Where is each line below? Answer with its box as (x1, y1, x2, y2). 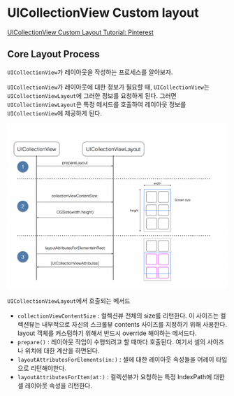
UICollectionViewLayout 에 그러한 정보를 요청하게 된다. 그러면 (7, 91, 177, 99)
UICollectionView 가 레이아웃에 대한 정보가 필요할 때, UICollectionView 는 (7, 83, 210, 91)
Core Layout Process (7, 48, 100, 60)
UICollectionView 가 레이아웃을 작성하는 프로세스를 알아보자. (7, 68, 173, 76)
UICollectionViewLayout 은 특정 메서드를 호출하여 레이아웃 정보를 (7, 100, 187, 108)
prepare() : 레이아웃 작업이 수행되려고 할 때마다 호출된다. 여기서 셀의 (17, 337, 206, 346)
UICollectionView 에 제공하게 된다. (7, 108, 103, 117)
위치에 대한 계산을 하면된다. (24, 346, 100, 355)
